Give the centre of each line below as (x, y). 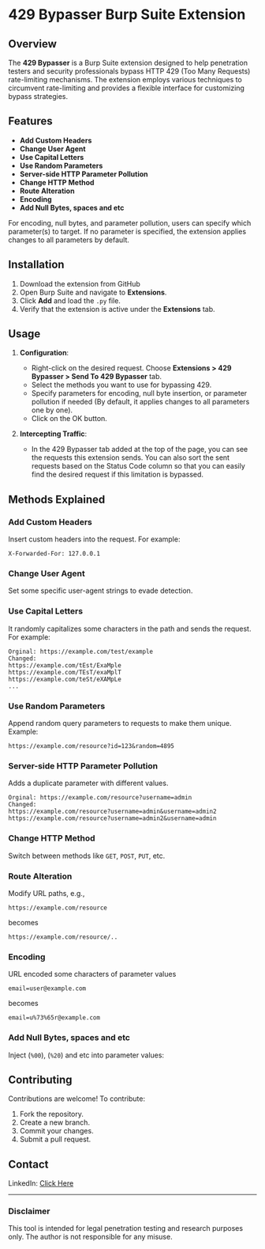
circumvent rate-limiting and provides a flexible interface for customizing (126, 88)
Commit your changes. (56, 1131)
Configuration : (44, 353)
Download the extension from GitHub (80, 283)
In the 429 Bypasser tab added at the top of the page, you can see (140, 450)
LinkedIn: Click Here (41, 1183)
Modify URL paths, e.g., (47, 893)
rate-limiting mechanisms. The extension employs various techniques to (125, 80)
